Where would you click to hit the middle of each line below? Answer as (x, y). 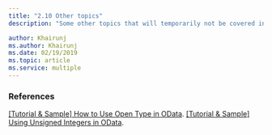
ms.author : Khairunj (43, 45)
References (32, 96)
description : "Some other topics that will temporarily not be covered (132, 23)
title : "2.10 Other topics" (56, 16)
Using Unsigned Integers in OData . (66, 123)
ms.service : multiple (45, 68)
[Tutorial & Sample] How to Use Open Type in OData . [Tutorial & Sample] (129, 114)
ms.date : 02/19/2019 (43, 53)
